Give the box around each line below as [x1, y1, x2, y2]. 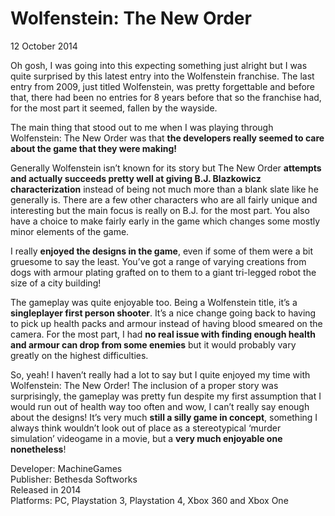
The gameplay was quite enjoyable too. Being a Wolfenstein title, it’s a [10, 296, 298, 308]
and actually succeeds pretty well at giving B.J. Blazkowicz [10, 172, 262, 184]
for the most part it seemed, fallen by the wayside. [10, 102, 218, 114]
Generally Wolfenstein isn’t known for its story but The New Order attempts [10, 162, 322, 174]
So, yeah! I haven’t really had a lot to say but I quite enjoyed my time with [10, 368, 311, 381]
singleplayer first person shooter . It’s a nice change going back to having [10, 307, 317, 319]
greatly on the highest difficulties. [10, 349, 149, 361]
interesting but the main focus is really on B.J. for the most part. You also [10, 204, 310, 216]
